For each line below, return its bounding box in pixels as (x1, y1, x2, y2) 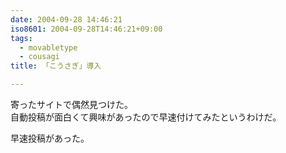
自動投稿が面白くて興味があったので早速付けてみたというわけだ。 (10, 111, 282, 123)
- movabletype (19, 42, 78, 53)
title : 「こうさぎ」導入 (10, 61, 102, 71)
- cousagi (19, 52, 60, 62)
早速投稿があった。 (10, 132, 90, 144)
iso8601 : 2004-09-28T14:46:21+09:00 (10, 24, 163, 34)
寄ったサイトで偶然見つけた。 (10, 99, 133, 110)
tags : (10, 33, 33, 43)
